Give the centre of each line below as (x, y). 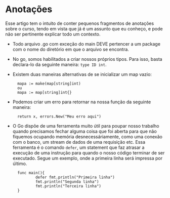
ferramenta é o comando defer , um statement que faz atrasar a (78, 147)
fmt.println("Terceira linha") (68, 186)
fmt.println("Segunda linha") (67, 182)
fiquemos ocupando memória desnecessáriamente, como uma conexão (88, 136)
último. (20, 164)
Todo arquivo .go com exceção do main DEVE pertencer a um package (87, 44)
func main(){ (31, 173)
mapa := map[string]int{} (45, 92)
